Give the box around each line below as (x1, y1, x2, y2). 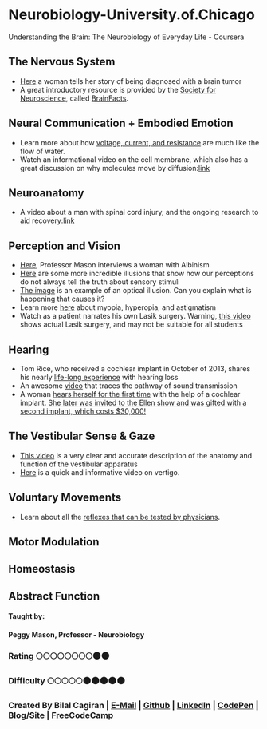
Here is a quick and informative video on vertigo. (19, 467, 180, 477)
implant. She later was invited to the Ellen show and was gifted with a (19, 398, 247, 407)
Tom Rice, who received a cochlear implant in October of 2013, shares (19, 364, 251, 373)
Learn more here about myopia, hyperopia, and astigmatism (19, 303, 217, 312)
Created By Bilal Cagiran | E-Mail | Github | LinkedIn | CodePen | (8, 699, 259, 711)
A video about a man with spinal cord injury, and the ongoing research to (19, 208, 259, 217)
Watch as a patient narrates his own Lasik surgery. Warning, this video (19, 311, 251, 321)
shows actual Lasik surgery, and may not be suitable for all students (19, 319, 243, 329)
